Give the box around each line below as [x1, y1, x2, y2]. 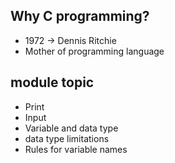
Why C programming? [10, 8, 150, 25]
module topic [10, 74, 95, 91]
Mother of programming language [24, 45, 165, 57]
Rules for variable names [24, 143, 128, 155]
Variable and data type [24, 122, 119, 134]
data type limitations [24, 132, 110, 144]
